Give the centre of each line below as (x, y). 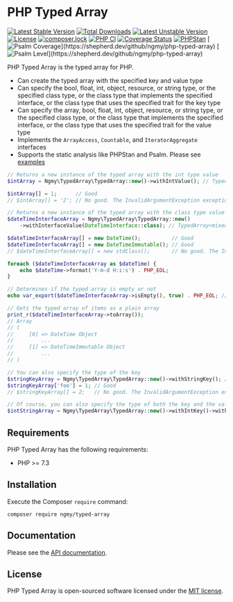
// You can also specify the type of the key (74, 372)
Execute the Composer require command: (68, 501)
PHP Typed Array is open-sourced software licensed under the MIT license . (115, 591)
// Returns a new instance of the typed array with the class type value (116, 213)
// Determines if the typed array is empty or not (82, 290)
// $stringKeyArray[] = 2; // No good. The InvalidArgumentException (113, 392)
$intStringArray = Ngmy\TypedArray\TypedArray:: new (83, 411)
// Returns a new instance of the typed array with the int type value (113, 175)
